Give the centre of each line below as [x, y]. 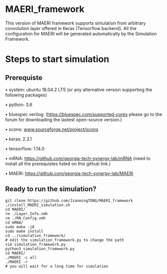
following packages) [26, 95]
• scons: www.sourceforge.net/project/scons [52, 129]
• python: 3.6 [19, 104]
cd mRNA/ [14, 222]
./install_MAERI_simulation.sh [38, 205]
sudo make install [24, 231]
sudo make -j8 [20, 227]
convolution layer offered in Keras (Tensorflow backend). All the [71, 28]
